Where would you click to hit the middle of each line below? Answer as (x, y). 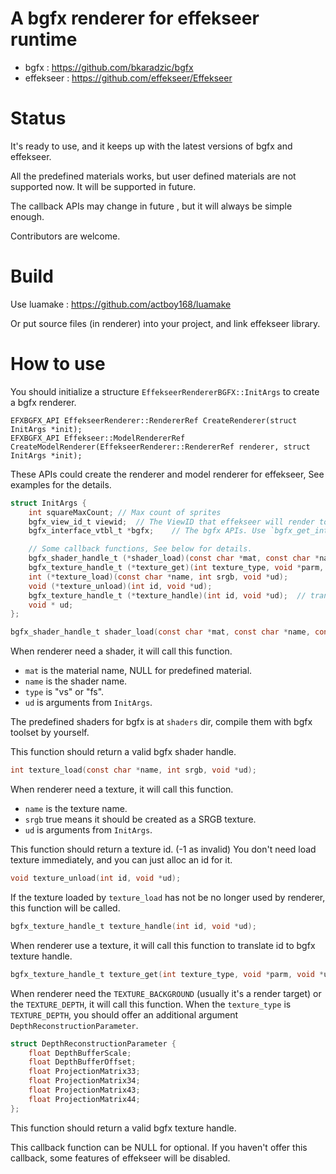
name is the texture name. (76, 808)
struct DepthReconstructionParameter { (93, 1043)
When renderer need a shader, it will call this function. (121, 651)
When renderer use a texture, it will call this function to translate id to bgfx (163, 945)
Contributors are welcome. (65, 236)
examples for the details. (61, 484)
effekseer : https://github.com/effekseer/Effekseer (128, 78)
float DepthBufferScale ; (80, 1053)
